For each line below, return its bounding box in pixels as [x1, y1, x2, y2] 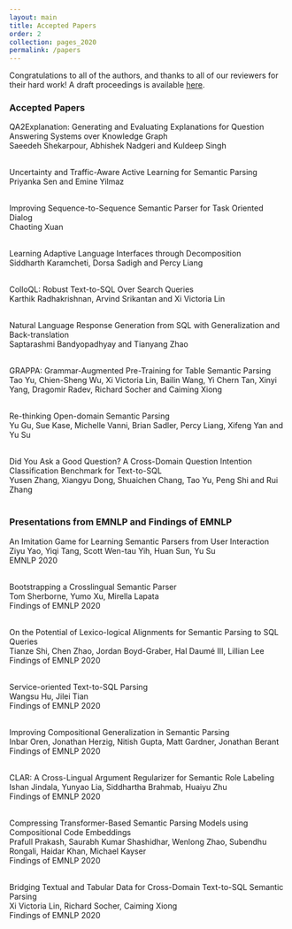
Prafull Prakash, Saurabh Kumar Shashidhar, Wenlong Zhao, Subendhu [9, 836, 267, 847]
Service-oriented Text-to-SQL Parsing [9, 681, 149, 692]
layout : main [9, 12, 58, 22]
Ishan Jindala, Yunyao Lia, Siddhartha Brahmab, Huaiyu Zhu [9, 781, 227, 792]
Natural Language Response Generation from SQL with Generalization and [9, 320, 280, 331]
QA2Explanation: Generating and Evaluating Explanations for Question [9, 121, 265, 133]
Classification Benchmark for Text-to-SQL [9, 465, 162, 476]
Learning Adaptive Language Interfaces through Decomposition [9, 249, 242, 259]
